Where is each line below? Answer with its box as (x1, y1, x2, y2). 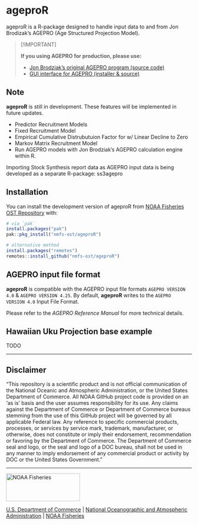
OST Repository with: (6, 209, 58, 216)
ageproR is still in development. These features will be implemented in (6, 103, 177, 110)
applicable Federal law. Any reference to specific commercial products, (6, 418, 179, 426)
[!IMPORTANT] (20, 41, 57, 48)
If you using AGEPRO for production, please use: (20, 52, 142, 59)
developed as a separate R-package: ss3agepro (6, 170, 123, 177)
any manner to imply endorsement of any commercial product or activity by (6, 450, 190, 457)
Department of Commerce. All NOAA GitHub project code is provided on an (6, 393, 189, 400)
